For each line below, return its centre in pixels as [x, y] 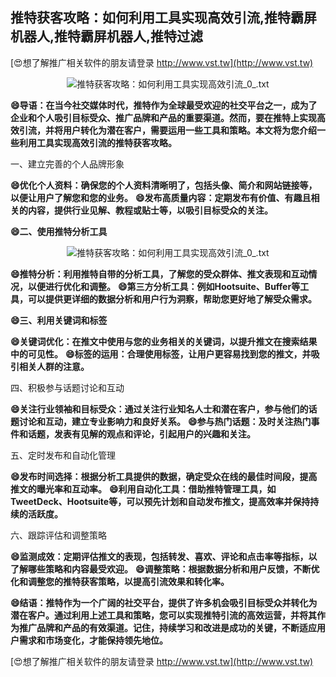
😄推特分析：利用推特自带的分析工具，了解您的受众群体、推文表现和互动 [159, 274]
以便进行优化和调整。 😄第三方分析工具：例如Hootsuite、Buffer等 [164, 286]
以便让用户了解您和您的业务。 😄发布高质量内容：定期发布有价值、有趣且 [161, 197]
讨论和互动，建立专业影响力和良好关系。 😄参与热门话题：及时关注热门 [165, 421]
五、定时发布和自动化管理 [63, 455]
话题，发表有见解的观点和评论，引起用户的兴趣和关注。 [141, 434]
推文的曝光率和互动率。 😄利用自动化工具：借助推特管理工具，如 [143, 489]
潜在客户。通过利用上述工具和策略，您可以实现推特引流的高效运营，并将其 [163, 615]
